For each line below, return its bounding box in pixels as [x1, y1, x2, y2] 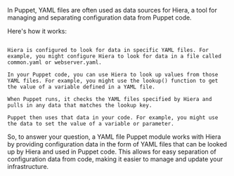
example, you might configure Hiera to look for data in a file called [7, 53, 221, 60]
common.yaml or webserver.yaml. [7, 59, 102, 66]
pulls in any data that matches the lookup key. [7, 102, 152, 109]
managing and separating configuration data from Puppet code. [7, 13, 192, 22]
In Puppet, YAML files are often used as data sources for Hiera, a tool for [7, 6, 218, 14]
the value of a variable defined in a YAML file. [7, 83, 156, 90]
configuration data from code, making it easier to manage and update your [7, 155, 223, 163]
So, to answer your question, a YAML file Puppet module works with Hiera [7, 133, 221, 141]
